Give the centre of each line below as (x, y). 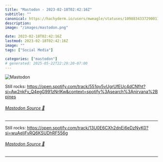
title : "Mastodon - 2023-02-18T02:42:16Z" (49, 9)
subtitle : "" (18, 14)
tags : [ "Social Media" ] (29, 50)
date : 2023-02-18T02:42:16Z (33, 36)
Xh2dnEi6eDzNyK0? (128, 127)
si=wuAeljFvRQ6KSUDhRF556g (36, 133)
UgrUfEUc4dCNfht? (126, 87)
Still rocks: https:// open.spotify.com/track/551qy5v (56, 87)
